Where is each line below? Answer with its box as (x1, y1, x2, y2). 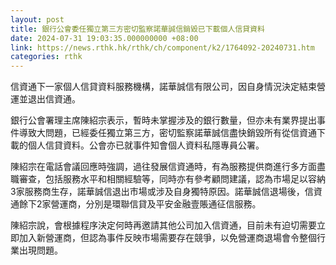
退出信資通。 (27, 93, 81, 105)
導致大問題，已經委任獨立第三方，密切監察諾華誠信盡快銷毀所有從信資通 (18, 127, 317, 139)
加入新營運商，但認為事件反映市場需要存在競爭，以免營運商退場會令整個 (18, 232, 317, 244)
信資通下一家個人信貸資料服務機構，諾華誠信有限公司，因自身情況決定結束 (10, 81, 317, 93)
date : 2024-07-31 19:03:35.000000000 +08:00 (10, 33, 199, 43)
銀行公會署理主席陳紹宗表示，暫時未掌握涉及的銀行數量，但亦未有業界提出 (10, 114, 317, 126)
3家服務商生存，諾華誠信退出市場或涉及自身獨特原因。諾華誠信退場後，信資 (10, 186, 323, 198)
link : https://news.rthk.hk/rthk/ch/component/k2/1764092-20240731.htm (10, 42, 315, 53)
